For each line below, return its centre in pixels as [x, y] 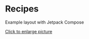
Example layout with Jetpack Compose [45, 22]
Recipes [22, 9]
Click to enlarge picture [29, 31]
